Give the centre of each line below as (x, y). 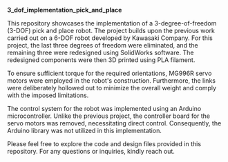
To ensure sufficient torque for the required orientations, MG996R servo (110, 73)
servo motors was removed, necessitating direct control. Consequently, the (114, 123)
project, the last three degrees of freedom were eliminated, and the (103, 45)
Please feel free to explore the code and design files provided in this (104, 144)
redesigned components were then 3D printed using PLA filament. (101, 60)
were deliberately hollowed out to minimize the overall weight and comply (112, 88)
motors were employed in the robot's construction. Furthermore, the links (112, 81)
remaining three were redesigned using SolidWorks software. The (101, 52)
